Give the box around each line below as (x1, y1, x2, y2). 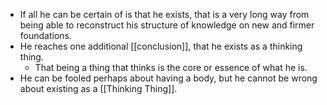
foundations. (19, 30, 73, 41)
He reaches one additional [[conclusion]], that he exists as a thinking (19, 40, 303, 52)
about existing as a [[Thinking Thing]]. (19, 83, 178, 94)
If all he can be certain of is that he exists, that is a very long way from (19, 9, 310, 20)
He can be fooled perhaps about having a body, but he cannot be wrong (19, 72, 318, 84)
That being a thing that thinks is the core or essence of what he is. (34, 62, 308, 73)
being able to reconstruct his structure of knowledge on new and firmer (19, 19, 315, 31)
